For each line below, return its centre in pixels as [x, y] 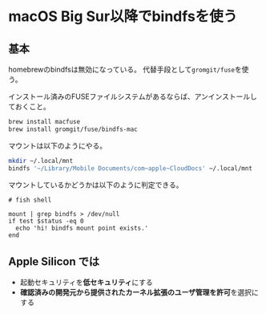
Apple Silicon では [54, 261]
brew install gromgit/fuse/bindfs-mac [73, 129]
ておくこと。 [29, 106]
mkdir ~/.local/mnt [41, 161]
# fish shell [30, 200]
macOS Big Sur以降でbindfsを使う [123, 16]
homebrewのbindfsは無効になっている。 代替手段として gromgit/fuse [121, 69]
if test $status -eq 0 [46, 221]
